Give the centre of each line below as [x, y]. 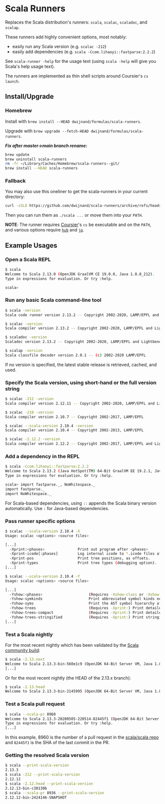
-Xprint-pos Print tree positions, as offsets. [80, 558]
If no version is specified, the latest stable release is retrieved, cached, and [81, 365]
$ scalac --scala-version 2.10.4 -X [42, 531]
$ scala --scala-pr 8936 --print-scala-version [55, 793]
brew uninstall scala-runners [36, 159]
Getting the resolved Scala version [47, 755]
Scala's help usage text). [30, 66]
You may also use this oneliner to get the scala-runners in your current [77, 192]
